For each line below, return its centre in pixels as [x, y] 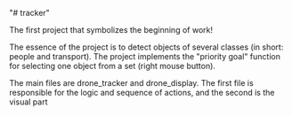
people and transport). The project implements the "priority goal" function [145, 56]
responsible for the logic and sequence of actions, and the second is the [142, 93]
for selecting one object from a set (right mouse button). [113, 66]
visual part [28, 102]
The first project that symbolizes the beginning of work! [111, 30]
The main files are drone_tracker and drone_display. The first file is [131, 83]
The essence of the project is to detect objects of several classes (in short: [146, 47]
